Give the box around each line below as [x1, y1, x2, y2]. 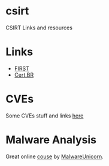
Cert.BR [14, 71, 34, 79]
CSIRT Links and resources [5, 24, 73, 31]
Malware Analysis [5, 133, 97, 146]
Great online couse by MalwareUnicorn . [5, 153, 104, 160]
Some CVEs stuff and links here [5, 112, 84, 119]
